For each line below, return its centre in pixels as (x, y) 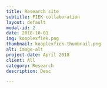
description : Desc (29, 71)
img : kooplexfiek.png (33, 38)
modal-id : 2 (21, 28)
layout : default (26, 22)
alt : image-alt (25, 50)
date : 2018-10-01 (27, 33)
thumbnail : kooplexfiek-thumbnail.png (53, 44)
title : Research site (33, 11)
